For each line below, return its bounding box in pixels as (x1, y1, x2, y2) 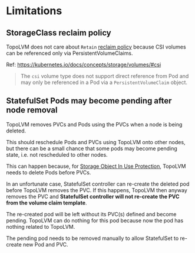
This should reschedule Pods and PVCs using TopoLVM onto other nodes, (6, 138, 186, 145)
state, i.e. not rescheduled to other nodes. (6, 151, 108, 158)
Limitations (6, 4, 62, 18)
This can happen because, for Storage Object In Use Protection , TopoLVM (6, 163, 186, 170)
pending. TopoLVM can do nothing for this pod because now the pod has (6, 217, 184, 224)
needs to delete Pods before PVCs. (6, 168, 91, 176)
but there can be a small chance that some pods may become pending (6, 145, 178, 152)
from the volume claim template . (6, 199, 87, 206)
